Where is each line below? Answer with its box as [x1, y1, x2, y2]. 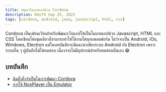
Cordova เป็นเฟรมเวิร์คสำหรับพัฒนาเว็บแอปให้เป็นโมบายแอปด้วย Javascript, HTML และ [5, 31, 161, 37]
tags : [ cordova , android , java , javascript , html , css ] [5, 17, 125, 22]
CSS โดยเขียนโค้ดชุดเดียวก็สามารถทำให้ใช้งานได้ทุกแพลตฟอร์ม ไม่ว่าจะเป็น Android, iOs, [5, 36, 158, 42]
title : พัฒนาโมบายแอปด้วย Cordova [5, 7, 69, 13]
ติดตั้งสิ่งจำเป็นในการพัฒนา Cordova [12, 76, 76, 82]
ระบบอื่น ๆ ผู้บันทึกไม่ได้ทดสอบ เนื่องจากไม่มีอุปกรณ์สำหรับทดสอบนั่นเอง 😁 [5, 47, 130, 53]
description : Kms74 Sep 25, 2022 [5, 12, 75, 17]
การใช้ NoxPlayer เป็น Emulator [12, 81, 72, 87]
